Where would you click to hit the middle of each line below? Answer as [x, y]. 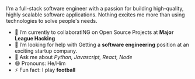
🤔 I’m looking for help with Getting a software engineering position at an [102, 44]
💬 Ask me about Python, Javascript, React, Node [73, 57]
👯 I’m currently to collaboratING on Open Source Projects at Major [94, 32]
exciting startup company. [46, 51]
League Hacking [35, 38]
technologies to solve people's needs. [52, 21]
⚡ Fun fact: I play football [45, 70]
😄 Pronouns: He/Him [40, 63]
